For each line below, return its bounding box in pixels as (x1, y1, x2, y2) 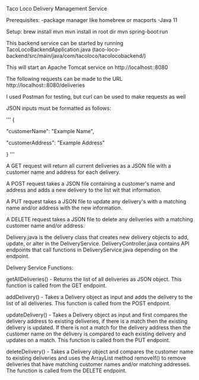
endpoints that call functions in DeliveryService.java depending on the (6, 246, 178, 253)
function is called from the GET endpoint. (6, 282, 107, 289)
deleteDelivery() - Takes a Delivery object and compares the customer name (6, 348, 194, 355)
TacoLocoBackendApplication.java (6, 46, 91, 53)
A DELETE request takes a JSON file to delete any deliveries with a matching (6, 216, 193, 222)
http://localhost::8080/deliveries (6, 81, 85, 89)
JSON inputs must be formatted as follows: (6, 105, 112, 112)
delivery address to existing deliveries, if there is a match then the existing (6, 318, 188, 325)
